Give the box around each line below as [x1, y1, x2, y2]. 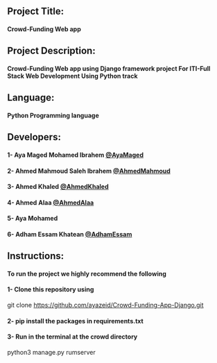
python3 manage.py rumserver [7, 348, 96, 356]
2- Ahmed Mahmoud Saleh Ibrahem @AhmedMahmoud [7, 167, 171, 175]
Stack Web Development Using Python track [7, 71, 138, 80]
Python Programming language [7, 111, 99, 119]
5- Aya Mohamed [7, 214, 58, 223]
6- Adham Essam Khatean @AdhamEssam [7, 230, 132, 238]
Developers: [7, 131, 61, 143]
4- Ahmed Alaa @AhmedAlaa [7, 198, 94, 207]
